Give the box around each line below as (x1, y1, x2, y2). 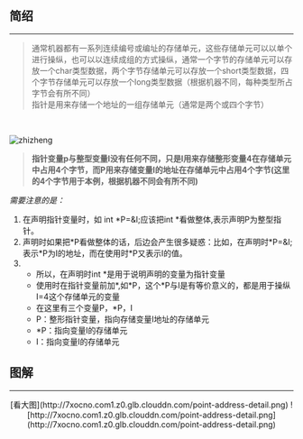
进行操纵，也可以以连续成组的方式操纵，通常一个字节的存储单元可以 (31, 53, 285, 65)
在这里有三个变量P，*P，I (35, 302, 133, 313)
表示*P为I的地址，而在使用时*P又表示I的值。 (22, 247, 188, 259)
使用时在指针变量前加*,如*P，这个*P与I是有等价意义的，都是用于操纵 (35, 279, 291, 290)
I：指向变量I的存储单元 (35, 336, 120, 347)
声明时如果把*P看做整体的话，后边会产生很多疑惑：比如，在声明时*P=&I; (22, 236, 293, 247)
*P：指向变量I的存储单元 (35, 325, 128, 335)
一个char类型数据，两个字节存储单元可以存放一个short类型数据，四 (39, 65, 289, 76)
